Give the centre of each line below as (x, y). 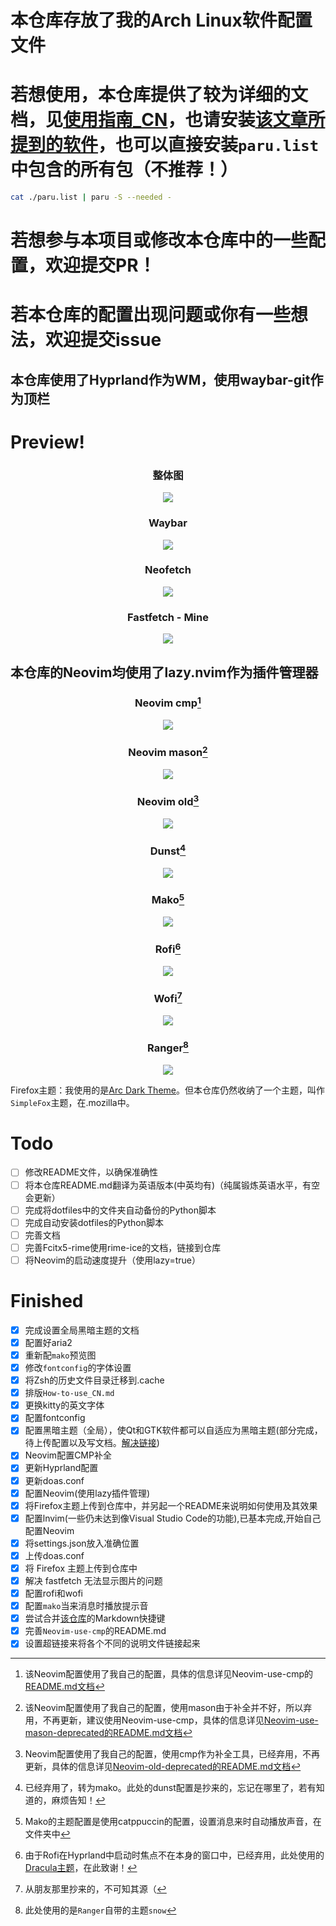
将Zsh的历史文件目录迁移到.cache (94, 1380)
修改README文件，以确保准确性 (91, 1172)
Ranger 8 (168, 1047)
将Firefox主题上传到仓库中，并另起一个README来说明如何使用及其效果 (171, 1505)
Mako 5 (168, 899)
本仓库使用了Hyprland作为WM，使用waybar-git (160, 379)
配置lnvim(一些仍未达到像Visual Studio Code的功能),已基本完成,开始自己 (173, 1518)
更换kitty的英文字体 (64, 1405)
